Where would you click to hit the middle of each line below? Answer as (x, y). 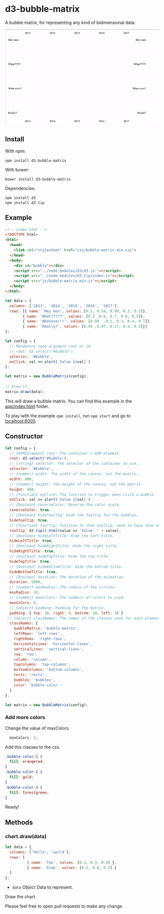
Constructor (24, 436)
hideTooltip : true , (29, 520)
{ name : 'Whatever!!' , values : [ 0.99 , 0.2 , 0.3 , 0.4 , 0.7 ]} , (87, 321)
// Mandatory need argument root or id (50, 346)
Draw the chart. (21, 897)
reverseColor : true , (30, 510)
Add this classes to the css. (33, 747)
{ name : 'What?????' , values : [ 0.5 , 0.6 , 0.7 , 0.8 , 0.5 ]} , (84, 316)
